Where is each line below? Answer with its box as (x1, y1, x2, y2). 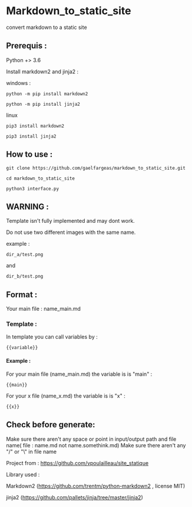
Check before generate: (6, 420, 95, 430)
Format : (6, 290, 38, 300)
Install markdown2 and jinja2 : (6, 68, 79, 75)
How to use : (6, 149, 53, 160)
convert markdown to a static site (6, 24, 87, 31)
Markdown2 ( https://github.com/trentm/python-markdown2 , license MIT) (6, 482, 186, 489)
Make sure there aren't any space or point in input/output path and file (6, 435, 177, 443)
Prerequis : (6, 41, 47, 51)
